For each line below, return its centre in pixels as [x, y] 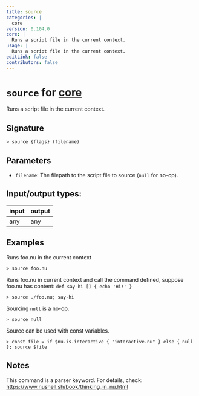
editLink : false [27, 57]
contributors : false [32, 62]
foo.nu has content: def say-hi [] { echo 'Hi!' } [69, 286]
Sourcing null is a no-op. [38, 308]
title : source [24, 12]
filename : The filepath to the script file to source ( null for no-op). [96, 175]
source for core [44, 92]
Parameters [29, 161]
